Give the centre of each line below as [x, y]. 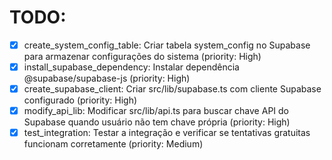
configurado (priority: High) [80, 100]
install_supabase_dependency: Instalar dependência [131, 67]
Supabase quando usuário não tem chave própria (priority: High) [157, 122]
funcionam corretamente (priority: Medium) [113, 144]
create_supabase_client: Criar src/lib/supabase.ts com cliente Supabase [172, 89]
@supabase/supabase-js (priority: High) [107, 78]
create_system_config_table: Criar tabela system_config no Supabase [167, 45]
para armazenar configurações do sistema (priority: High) [142, 56]
